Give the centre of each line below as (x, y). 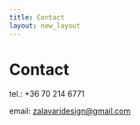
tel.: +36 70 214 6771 (47, 94)
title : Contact (37, 17)
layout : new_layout (45, 26)
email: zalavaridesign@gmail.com (70, 111)
